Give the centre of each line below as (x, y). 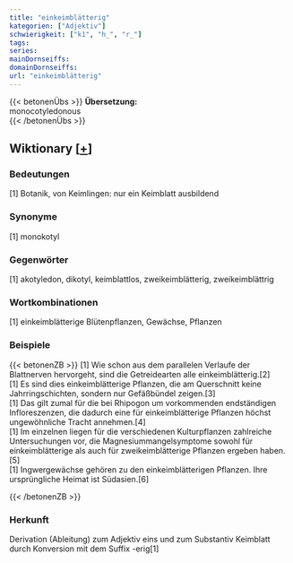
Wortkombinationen (54, 302)
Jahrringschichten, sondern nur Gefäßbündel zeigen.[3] (112, 393)
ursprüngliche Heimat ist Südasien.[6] (79, 479)
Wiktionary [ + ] (51, 149)
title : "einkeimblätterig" (60, 17)
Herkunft (29, 519)
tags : (19, 43)
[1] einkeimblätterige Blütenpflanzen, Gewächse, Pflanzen (116, 322)
